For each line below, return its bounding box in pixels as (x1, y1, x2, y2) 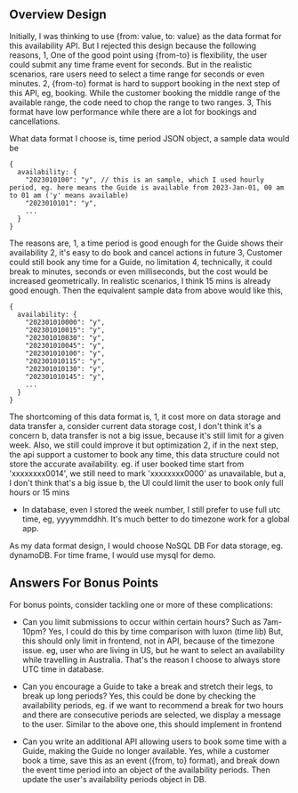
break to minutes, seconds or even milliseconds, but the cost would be (9, 266, 269, 277)
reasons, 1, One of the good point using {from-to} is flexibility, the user (9, 49, 268, 61)
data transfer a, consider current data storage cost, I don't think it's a (9, 420, 262, 431)
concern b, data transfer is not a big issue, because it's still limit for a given (9, 430, 285, 441)
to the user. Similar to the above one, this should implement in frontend (21, 718, 282, 729)
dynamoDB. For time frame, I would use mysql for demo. (9, 549, 216, 560)
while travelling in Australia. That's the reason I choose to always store (21, 654, 281, 665)
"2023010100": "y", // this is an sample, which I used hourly (25, 175, 265, 184)
